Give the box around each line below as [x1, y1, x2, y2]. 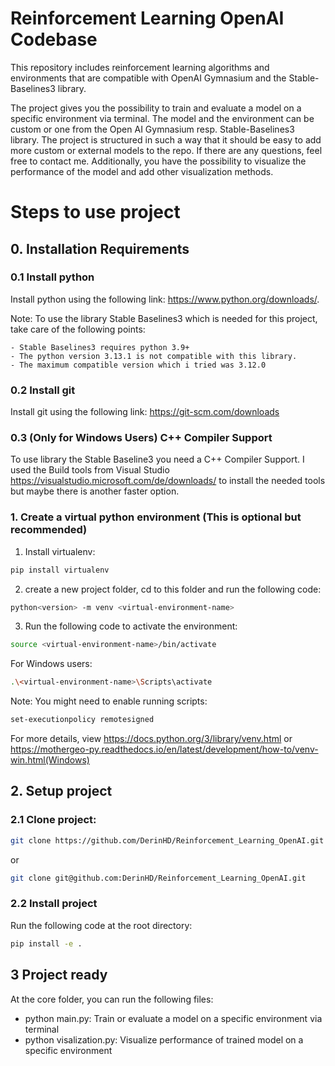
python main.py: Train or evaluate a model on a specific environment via [24, 1012, 323, 1024]
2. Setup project [10, 783, 113, 800]
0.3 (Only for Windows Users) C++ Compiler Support [10, 431, 273, 445]
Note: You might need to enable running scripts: [10, 695, 208, 707]
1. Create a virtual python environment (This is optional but [10, 510, 302, 524]
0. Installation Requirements [10, 240, 190, 257]
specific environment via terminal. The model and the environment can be [10, 112, 315, 124]
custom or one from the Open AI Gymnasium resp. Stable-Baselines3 [10, 123, 295, 135]
